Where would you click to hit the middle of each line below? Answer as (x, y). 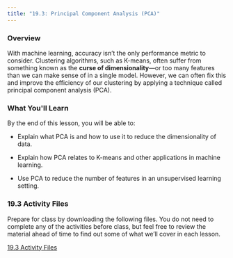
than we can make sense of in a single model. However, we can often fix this (117, 75)
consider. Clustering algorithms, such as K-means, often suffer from (104, 61)
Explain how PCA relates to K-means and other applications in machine (119, 158)
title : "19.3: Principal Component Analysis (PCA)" (83, 14)
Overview (24, 38)
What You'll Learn (38, 108)
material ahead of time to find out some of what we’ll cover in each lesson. (114, 234)
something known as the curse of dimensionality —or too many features (111, 67)
